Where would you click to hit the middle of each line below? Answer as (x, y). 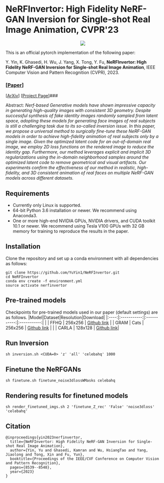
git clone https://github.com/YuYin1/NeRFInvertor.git (63, 273)
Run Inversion (27, 343)
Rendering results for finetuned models (67, 396)
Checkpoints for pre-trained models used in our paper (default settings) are (82, 312)
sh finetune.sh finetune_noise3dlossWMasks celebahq (60, 381)
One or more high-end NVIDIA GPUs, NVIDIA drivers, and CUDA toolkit (84, 221)
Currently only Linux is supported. (47, 205)
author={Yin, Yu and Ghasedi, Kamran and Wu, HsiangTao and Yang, (79, 450)
